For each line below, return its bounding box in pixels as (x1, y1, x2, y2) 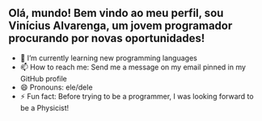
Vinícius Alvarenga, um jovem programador (8, 19, 233, 33)
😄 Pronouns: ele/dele (19, 82, 93, 92)
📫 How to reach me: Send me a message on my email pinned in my (19, 62, 247, 72)
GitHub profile (19, 73, 67, 83)
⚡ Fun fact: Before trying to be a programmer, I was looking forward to (19, 91, 254, 101)
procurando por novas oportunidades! (8, 31, 205, 45)
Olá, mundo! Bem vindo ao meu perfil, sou (8, 6, 224, 20)
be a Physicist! (19, 102, 70, 112)
